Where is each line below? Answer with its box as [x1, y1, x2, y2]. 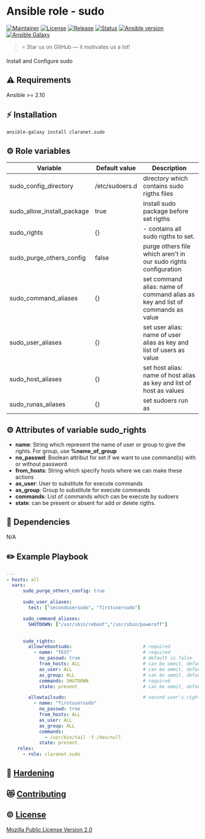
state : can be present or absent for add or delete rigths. [15, 499, 156, 507]
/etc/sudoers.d [95, 182, 137, 191]
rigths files [143, 189, 174, 198]
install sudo [143, 200, 176, 208]
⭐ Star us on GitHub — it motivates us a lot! [21, 43, 130, 50]
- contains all [143, 225, 182, 233]
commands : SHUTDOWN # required [38, 678, 171, 684]
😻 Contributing [6, 789, 67, 799]
